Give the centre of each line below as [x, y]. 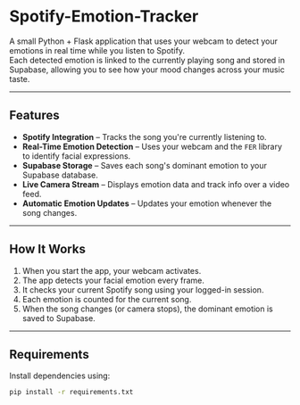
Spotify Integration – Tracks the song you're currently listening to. [144, 136]
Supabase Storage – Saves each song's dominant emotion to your [145, 165]
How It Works [48, 249]
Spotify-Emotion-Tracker [104, 17]
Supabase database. [60, 175]
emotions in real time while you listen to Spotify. [97, 50]
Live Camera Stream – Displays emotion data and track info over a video [156, 184]
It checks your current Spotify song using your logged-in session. [143, 289]
